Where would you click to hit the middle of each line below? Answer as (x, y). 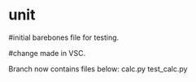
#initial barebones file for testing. (64, 37)
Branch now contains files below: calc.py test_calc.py (98, 69)
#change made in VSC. (47, 53)
